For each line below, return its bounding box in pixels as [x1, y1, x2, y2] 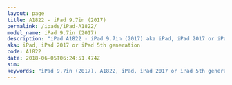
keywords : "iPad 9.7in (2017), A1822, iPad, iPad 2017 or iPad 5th [7, 67, 206, 74]
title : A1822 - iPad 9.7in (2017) [7, 16, 107, 23]
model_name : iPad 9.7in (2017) [7, 29, 97, 36]
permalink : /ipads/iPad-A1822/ [7, 23, 97, 29]
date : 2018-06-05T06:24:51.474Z [7, 55, 100, 62]
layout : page [7, 10, 45, 17]
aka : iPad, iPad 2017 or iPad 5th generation [7, 42, 140, 49]
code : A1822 [7, 49, 41, 56]
